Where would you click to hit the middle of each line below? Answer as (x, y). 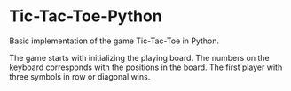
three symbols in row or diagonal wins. (80, 76)
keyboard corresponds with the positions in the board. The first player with (146, 67)
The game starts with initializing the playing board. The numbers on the (139, 57)
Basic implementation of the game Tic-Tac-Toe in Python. (114, 41)
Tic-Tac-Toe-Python (86, 16)
